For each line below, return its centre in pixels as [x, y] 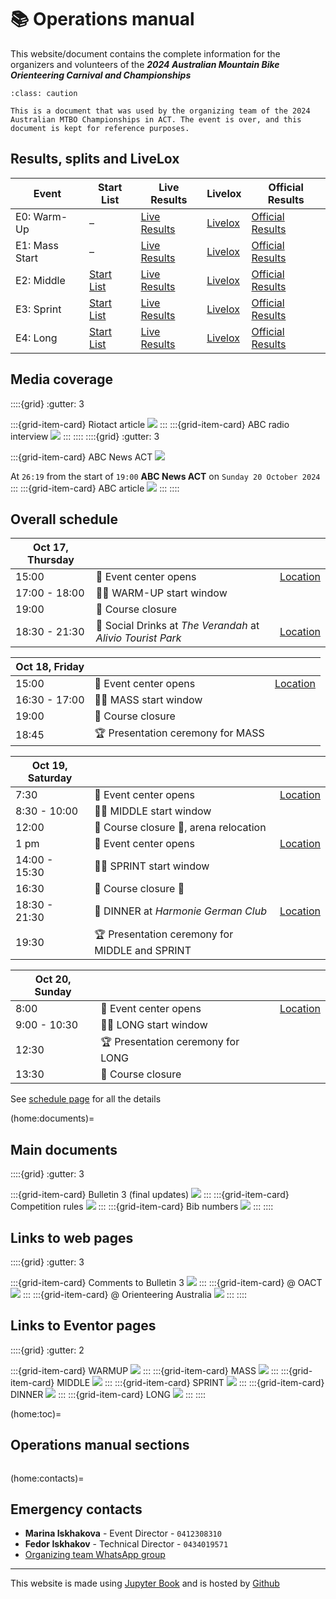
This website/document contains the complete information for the [145, 53]
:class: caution [44, 93]
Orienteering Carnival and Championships [101, 75]
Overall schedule [64, 519]
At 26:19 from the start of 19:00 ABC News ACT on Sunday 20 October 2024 [165, 476]
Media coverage [61, 379]
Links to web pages [72, 1237]
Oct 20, [53, 979]
